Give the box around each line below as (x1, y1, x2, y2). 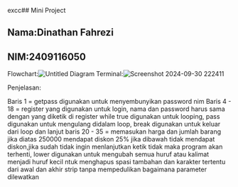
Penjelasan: (7, 83, 41, 92)
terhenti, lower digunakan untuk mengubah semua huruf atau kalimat (7, 150, 210, 159)
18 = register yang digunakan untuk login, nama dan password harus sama (7, 105, 225, 113)
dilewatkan (7, 173, 39, 181)
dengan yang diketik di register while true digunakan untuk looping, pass (7, 112, 220, 121)
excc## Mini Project (7, 6, 66, 14)
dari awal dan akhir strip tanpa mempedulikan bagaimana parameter (7, 165, 207, 173)
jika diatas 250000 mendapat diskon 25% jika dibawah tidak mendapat (7, 135, 215, 144)
